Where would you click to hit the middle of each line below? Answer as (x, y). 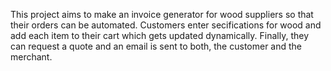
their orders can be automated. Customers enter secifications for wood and (166, 25)
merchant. (31, 57)
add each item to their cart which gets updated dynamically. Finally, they (160, 35)
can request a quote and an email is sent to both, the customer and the (156, 46)
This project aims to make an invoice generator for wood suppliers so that (162, 14)
